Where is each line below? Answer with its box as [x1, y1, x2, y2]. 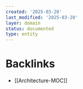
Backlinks [5, 57, 56, 71]
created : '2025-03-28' [5, 8, 62, 15]
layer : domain [5, 20, 41, 26]
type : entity [5, 31, 38, 37]
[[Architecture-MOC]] [14, 77, 68, 84]
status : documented [5, 25, 54, 32]
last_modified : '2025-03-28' [5, 14, 78, 20]
